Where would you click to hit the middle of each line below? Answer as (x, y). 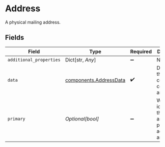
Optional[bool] (82, 118)
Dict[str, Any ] (81, 59)
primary (16, 119)
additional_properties (34, 60)
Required (141, 51)
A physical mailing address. (33, 22)
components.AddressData (95, 80)
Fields (15, 38)
